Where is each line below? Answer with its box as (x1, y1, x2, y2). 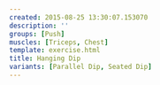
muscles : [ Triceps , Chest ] (9, 37, 109, 47)
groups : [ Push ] (9, 29, 65, 38)
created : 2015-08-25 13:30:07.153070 (9, 12, 149, 22)
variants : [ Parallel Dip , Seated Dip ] (9, 63, 152, 72)
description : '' (9, 21, 69, 30)
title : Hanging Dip (9, 54, 81, 63)
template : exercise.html (9, 46, 101, 55)
